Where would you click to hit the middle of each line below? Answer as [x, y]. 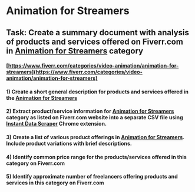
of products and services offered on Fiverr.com [95, 41]
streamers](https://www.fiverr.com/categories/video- [75, 72]
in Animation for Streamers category [75, 51]
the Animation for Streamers [42, 97]
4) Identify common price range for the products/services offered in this [96, 157]
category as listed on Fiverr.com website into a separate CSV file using [95, 117]
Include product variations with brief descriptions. [69, 143]
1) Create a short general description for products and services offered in [97, 92]
